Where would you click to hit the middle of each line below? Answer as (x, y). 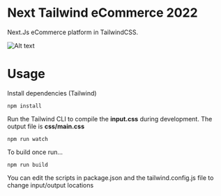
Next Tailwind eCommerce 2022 (102, 13)
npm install (24, 106)
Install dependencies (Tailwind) (52, 93)
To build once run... (35, 152)
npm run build (28, 165)
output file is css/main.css (46, 126)
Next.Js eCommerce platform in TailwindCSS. (73, 32)
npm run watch (28, 139)
